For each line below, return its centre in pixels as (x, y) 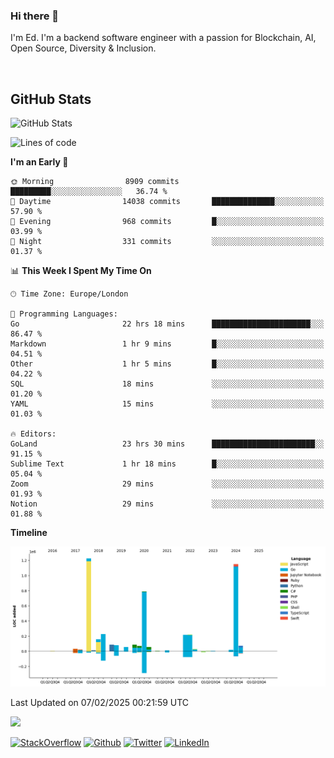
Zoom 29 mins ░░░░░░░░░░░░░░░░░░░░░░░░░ (167, 484)
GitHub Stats (51, 99)
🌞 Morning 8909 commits (95, 182)
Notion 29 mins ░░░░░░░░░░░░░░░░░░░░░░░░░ (167, 504)
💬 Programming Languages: (64, 314)
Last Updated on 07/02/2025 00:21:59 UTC (100, 702)
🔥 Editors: (33, 434)
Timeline (29, 533)
